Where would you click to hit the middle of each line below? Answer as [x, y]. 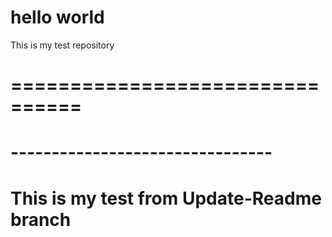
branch [41, 219]
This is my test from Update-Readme [166, 198]
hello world [57, 17]
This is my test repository [62, 45]
